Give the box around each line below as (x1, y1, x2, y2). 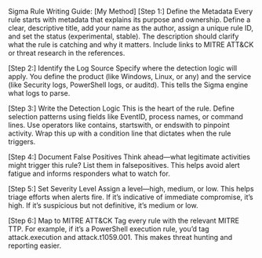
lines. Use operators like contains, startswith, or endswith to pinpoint (8, 121, 230, 129)
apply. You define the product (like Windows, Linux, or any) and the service (8, 72, 252, 81)
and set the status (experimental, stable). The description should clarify (8, 31, 239, 41)
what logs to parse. (8, 89, 71, 97)
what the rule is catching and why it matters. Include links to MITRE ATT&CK (8, 40, 254, 49)
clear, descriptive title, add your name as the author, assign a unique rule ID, (8, 24, 253, 32)
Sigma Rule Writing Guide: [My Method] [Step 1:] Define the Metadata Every (8, 7, 253, 16)
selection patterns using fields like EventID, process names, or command (8, 112, 243, 121)
